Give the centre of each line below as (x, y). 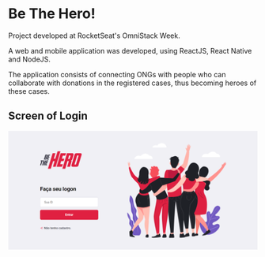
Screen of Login (48, 116)
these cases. (29, 91)
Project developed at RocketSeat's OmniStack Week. (94, 35)
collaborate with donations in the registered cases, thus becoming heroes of (132, 83)
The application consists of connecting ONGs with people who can (117, 74)
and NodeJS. (30, 59)
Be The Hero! (52, 14)
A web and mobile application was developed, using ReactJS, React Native (130, 50)
